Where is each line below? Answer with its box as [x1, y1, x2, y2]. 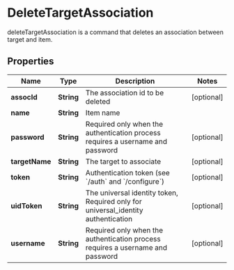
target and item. [7, 35, 53, 43]
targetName [10, 157, 52, 166]
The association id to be [85, 88, 164, 97]
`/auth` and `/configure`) [85, 176, 165, 186]
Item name [85, 108, 120, 118]
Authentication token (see [85, 168, 171, 177]
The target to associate [85, 157, 162, 166]
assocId [10, 92, 38, 102]
